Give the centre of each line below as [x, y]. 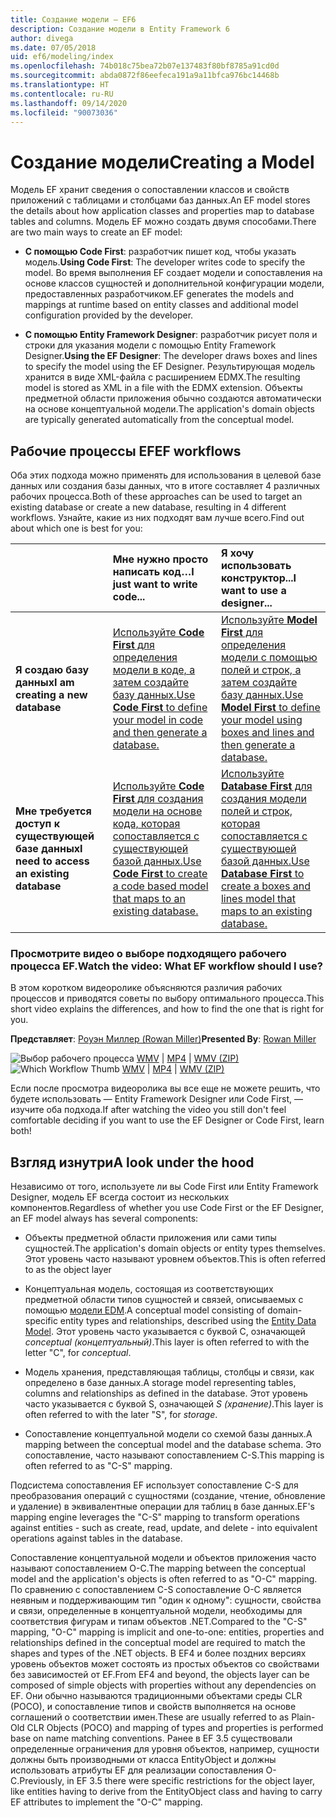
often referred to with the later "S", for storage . [121, 1415]
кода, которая [146, 824]
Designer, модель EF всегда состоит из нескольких [120, 1197]
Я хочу [237, 553]
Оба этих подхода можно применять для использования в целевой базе [166, 475]
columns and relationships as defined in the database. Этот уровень [166, 1393]
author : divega [42, 38]
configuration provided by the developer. [109, 315]
